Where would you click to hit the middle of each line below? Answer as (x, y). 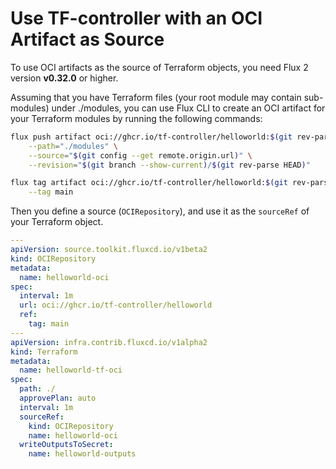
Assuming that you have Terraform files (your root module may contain (156, 97)
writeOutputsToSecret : (66, 445)
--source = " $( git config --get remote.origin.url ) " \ (140, 155)
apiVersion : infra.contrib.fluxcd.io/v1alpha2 (109, 342)
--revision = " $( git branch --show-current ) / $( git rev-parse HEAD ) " (169, 165)
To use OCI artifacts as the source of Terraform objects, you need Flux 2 (159, 67)
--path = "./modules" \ (73, 146)
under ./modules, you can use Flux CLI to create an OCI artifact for (188, 108)
